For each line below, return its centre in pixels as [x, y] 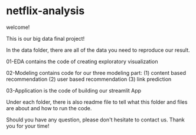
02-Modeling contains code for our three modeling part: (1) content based [96, 73]
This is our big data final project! [45, 38]
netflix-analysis [45, 11]
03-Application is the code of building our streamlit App [74, 90]
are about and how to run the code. [49, 108]
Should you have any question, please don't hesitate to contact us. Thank [95, 120]
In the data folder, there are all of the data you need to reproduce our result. [98, 50]
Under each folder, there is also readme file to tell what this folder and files [97, 102]
